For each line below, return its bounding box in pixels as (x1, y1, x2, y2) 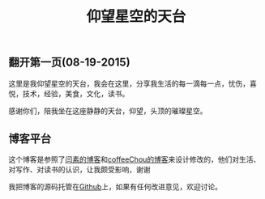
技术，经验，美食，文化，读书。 (22, 88, 130, 98)
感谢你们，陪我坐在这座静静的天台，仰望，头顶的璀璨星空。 (8, 106, 207, 116)
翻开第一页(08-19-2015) (8, 56, 131, 70)
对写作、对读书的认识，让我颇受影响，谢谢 (8, 165, 151, 175)
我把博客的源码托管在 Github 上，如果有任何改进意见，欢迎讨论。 (8, 182, 223, 192)
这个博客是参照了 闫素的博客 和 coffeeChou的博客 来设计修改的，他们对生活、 (8, 155, 261, 164)
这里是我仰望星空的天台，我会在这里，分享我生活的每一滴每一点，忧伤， (8, 78, 250, 88)
